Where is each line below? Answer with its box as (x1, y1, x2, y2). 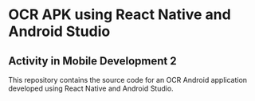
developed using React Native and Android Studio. (8, 84, 174, 93)
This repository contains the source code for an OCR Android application (8, 76, 248, 84)
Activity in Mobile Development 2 (8, 54, 177, 68)
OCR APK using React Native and (8, 6, 231, 24)
